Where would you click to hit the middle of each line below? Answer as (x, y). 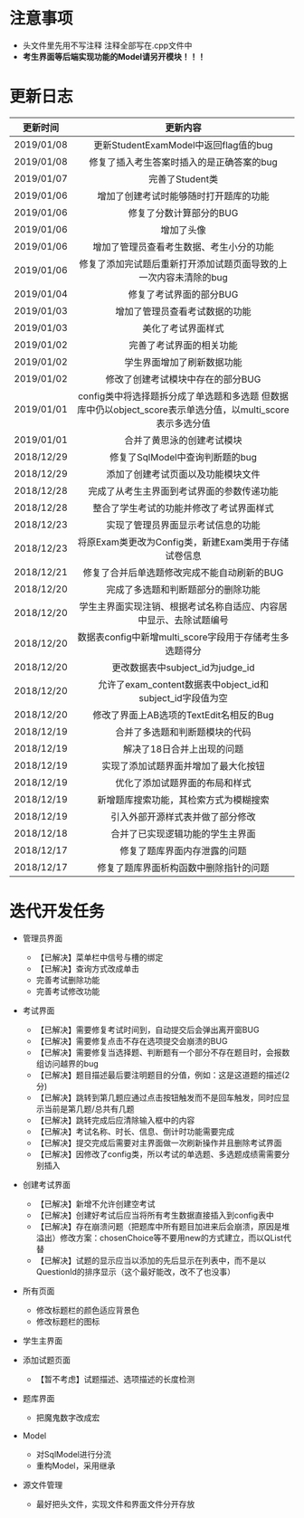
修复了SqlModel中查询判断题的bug (184, 457)
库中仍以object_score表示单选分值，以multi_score (183, 410)
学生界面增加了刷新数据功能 (183, 362)
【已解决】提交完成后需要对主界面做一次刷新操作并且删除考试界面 (159, 1143)
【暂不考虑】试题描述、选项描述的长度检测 (115, 1379)
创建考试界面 (46, 1184)
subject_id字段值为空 (183, 697)
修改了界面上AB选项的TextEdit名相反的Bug (183, 715)
